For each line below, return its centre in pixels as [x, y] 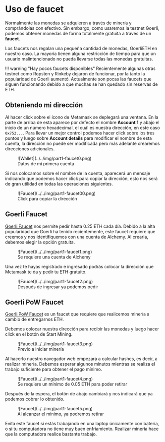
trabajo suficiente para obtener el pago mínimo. [54, 369]
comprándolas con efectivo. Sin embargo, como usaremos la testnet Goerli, [82, 28]
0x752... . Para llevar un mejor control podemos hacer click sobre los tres [80, 133]
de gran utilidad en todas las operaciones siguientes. [59, 184]
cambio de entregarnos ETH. [35, 319]
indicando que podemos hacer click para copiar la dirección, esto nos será [81, 178]
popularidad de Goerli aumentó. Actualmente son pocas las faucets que [79, 79]
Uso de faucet [34, 9]
